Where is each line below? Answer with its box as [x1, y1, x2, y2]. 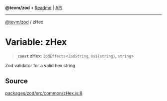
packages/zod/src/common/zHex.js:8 [5, 90, 83, 96]
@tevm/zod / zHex [5, 19, 44, 25]
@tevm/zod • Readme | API [5, 5, 63, 10]
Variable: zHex [5, 36, 67, 48]
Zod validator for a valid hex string [5, 62, 76, 68]
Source [5, 77, 28, 86]
